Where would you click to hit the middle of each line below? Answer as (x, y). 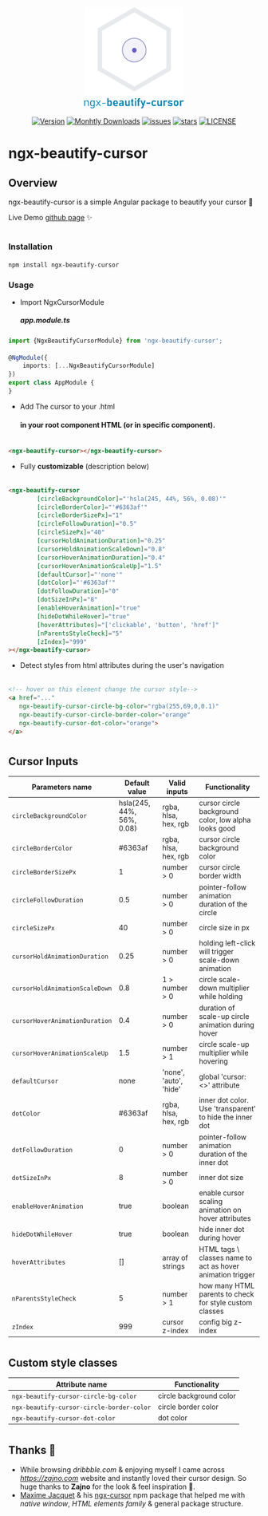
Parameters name (62, 787)
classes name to (226, 1257)
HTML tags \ (219, 1249)
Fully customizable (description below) (85, 466)
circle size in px (224, 928)
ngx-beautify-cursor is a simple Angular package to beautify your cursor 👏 (131, 202)
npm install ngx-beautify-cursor (64, 265)
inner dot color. (224, 1100)
